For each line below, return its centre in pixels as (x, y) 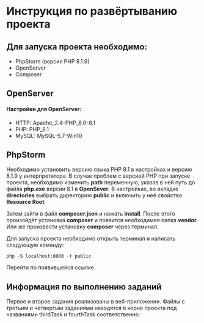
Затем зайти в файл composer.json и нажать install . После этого (91, 214)
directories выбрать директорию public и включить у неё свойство (94, 195)
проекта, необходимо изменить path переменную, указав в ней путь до (101, 183)
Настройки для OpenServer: (44, 109)
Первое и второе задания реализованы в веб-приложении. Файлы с (96, 302)
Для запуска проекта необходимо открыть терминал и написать (91, 239)
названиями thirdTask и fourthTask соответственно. (73, 314)
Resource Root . (26, 202)
